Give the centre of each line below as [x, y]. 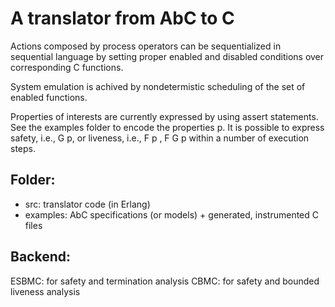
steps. [23, 148]
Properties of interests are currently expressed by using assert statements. [164, 116]
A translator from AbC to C [122, 18]
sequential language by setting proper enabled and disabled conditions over [167, 56]
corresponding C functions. [67, 67]
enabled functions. [49, 97]
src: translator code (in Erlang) [87, 204]
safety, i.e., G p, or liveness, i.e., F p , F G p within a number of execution [160, 138]
